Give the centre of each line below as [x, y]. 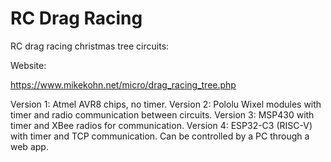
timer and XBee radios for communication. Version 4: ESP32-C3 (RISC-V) [161, 125]
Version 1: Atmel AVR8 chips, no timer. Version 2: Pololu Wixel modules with [166, 104]
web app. [29, 146]
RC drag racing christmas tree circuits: [90, 46]
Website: [28, 65]
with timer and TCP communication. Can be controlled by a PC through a [160, 136]
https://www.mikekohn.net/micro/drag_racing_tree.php [123, 84]
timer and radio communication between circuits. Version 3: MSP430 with [162, 114]
